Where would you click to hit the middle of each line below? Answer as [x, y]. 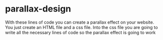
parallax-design [38, 9]
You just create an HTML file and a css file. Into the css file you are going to [81, 27]
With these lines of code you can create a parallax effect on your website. [80, 22]
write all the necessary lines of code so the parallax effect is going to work [81, 32]
